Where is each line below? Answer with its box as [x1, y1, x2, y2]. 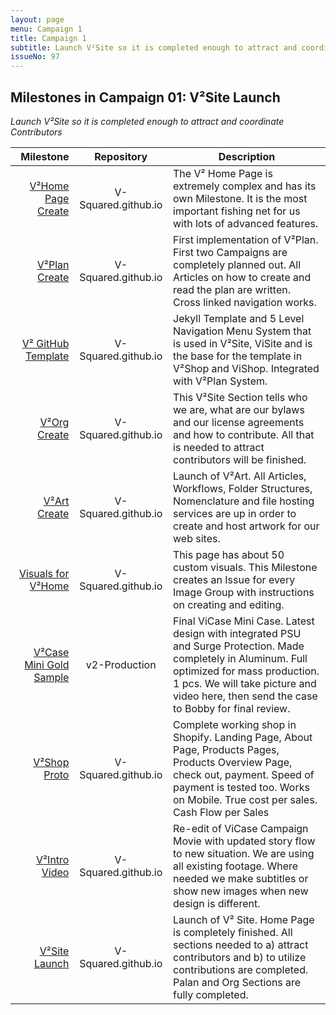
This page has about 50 [173, 547, 285, 561]
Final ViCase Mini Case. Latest [173, 614, 315, 628]
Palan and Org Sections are [173, 975, 302, 989]
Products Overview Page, [173, 755, 293, 769]
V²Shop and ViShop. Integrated [173, 361, 320, 375]
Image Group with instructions [173, 585, 315, 599]
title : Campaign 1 [10, 33, 87, 43]
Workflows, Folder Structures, [173, 481, 313, 495]
